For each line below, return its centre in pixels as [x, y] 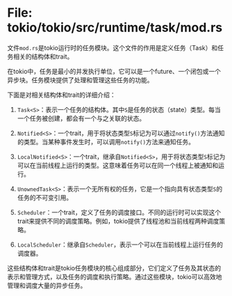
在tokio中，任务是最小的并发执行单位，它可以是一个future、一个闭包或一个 [114, 71]
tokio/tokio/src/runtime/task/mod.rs [115, 28]
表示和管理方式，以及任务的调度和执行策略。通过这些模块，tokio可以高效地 [115, 276]
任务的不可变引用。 [45, 197]
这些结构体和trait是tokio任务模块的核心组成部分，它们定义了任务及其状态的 [114, 268]
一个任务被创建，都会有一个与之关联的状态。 [81, 118]
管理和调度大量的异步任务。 [47, 285]
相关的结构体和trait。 [43, 56]
